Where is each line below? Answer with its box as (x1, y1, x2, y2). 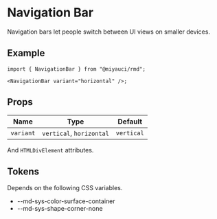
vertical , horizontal (42, 128, 110, 138)
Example (7, 47, 45, 59)
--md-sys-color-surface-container (16, 197, 115, 205)
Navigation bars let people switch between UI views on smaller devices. (7, 27, 211, 36)
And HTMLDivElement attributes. (7, 146, 94, 154)
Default (117, 117, 143, 126)
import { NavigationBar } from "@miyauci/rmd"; (7, 65, 146, 73)
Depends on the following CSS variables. (7, 184, 123, 192)
